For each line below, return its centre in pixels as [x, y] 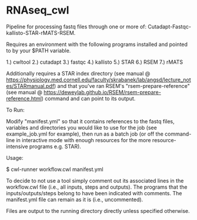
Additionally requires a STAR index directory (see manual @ [78, 73]
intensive [17, 146]
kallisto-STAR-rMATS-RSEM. [41, 32]
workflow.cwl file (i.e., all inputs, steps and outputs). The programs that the [97, 187]
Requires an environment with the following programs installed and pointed [97, 44]
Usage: [15, 157]
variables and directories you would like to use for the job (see [81, 127]
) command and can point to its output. [89, 98]
